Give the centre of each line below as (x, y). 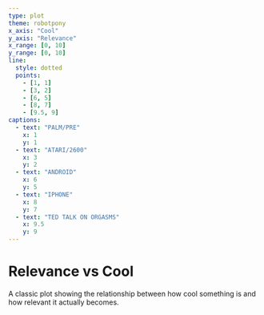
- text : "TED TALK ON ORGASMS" (68, 217)
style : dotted (39, 68)
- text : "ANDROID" (46, 172)
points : (28, 75)
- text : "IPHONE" (44, 194)
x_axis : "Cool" (34, 30)
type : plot (26, 16)
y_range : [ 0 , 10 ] (37, 53)
